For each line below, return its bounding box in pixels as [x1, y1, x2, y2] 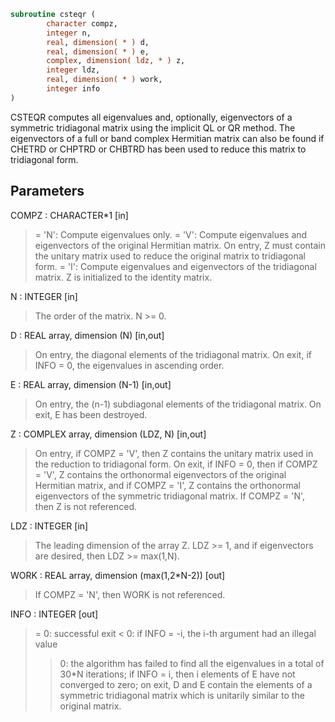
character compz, [46, 18, 118, 29]
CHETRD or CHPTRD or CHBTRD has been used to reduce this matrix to [10, 143, 307, 155]
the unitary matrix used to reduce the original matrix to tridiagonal [34, 250, 306, 262]
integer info [46, 84, 101, 94]
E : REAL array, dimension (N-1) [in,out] [10, 378, 172, 390]
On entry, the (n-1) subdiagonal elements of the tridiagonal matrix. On [34, 398, 322, 410]
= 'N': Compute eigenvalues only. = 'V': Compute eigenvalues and [34, 228, 308, 240]
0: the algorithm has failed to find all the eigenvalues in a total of [59, 657, 325, 669]
